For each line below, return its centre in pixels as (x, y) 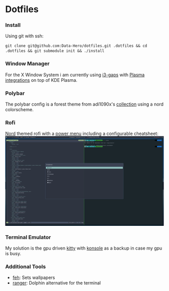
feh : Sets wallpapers (34, 278)
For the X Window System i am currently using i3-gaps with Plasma (75, 75)
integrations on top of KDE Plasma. (41, 80)
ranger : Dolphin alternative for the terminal (57, 283)
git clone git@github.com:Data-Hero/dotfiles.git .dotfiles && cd (76, 46)
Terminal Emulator (28, 237)
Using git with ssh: (24, 36)
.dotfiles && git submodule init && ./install (55, 51)
